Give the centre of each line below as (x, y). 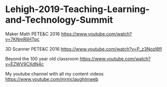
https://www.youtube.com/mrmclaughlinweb (52, 79)
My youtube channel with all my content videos (54, 73)
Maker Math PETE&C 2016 (33, 34)
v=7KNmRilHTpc (22, 39)
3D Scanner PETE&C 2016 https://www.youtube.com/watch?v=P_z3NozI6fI (84, 49)
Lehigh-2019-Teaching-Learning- (78, 9)
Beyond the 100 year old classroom (42, 58)
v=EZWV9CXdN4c (25, 64)
